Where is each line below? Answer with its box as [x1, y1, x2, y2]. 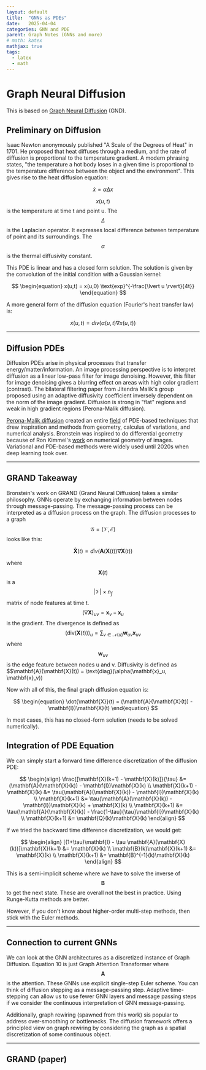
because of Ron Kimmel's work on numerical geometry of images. [6, 437, 174, 444]
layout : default [6, 9, 48, 15]
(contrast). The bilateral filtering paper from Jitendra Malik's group [6, 385, 175, 393]
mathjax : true [6, 44, 43, 50]
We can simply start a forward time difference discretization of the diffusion [6, 757, 197, 764]
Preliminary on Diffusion [6, 125, 101, 135]
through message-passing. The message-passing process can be [6, 502, 174, 510]
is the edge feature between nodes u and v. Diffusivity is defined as [6, 661, 177, 668]
